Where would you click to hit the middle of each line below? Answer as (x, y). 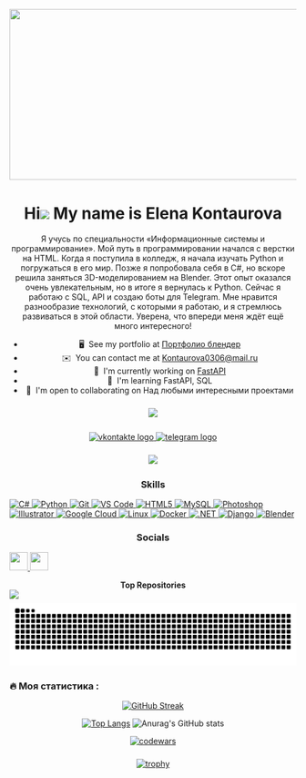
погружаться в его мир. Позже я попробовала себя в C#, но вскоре (153, 268)
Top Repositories (153, 585)
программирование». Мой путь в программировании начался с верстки (153, 248)
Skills (153, 484)
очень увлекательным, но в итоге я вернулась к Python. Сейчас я (153, 287)
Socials (153, 537)
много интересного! (153, 325)
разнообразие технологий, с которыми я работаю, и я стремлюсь (153, 306)
